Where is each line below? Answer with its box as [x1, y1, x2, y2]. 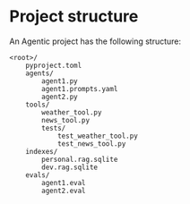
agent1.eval [41, 178, 87, 187]
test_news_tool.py [56, 139, 126, 149]
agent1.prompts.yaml [41, 84, 118, 93]
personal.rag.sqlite [41, 155, 118, 164]
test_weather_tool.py [56, 132, 139, 140]
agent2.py [41, 92, 78, 101]
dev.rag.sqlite [41, 163, 99, 172]
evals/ [25, 170, 50, 180]
